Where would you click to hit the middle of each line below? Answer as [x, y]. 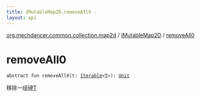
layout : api [21, 18]
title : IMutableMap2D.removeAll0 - [52, 12]
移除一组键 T [22, 88]
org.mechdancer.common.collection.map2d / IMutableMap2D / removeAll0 [100, 35]
